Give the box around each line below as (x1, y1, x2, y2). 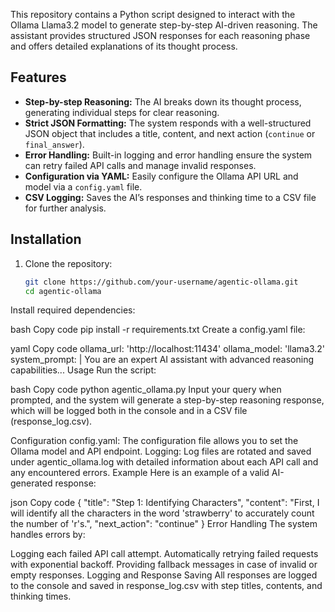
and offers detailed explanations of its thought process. (10, 40, 238, 52)
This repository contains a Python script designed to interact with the (10, 9, 296, 20)
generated (10, 477, 53, 489)
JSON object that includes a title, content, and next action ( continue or (24, 127, 316, 139)
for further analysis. (24, 202, 107, 214)
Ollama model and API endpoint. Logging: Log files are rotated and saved (10, 445, 312, 458)
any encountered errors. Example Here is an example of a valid (10, 467, 270, 479)
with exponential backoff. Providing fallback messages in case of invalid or (10, 559, 318, 571)
